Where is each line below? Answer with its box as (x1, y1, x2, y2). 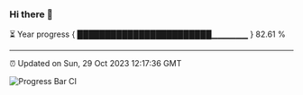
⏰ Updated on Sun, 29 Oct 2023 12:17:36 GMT (9, 58, 182, 69)
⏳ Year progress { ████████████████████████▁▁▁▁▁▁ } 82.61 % (9, 29, 286, 39)
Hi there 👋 (9, 8, 54, 21)
